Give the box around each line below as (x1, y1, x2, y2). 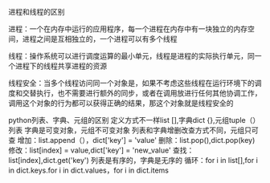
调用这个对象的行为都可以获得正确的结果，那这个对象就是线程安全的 (8, 99, 234, 108)
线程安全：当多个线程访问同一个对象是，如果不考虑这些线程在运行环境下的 (8, 79, 255, 87)
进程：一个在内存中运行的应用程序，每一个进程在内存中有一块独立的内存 (8, 24, 247, 34)
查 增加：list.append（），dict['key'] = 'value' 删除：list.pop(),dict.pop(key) (8, 136, 256, 144)
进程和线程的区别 (8, 7, 65, 16)
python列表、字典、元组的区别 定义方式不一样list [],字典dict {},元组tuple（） (8, 116, 260, 124)
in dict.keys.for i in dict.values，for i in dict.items (8, 165, 170, 175)
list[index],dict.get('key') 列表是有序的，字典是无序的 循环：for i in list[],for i (8, 156, 259, 165)
